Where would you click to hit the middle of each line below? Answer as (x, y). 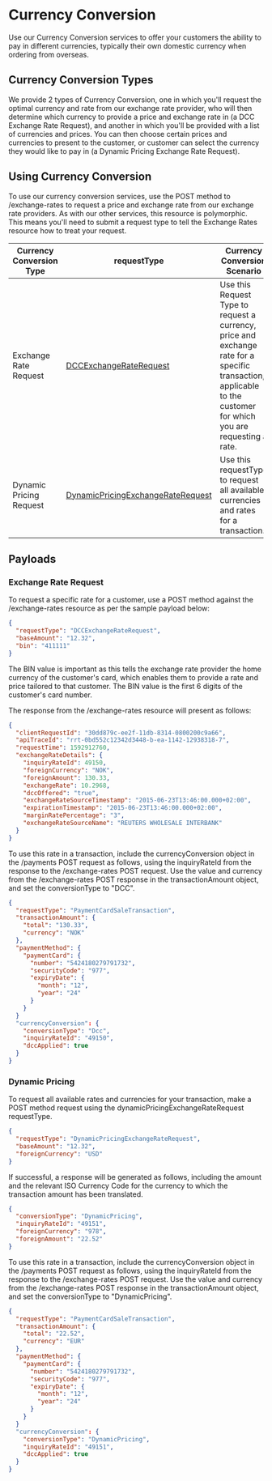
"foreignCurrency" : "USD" (59, 1154)
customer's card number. (51, 695)
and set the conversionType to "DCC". (72, 887)
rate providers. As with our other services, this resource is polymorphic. (128, 213)
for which (238, 416)
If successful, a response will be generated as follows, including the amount (135, 1177)
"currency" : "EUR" (54, 1342)
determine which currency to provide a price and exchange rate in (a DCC (132, 117)
